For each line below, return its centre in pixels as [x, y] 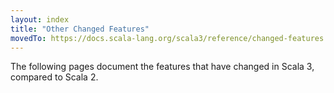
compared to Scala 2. [54, 77]
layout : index [40, 19]
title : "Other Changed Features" [80, 29]
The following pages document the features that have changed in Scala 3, [162, 67]
